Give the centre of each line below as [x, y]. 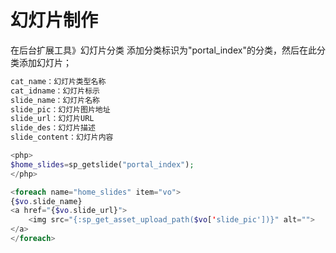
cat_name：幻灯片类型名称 [58, 81]
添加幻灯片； [45, 62]
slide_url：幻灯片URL [52, 119]
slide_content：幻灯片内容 [62, 137]
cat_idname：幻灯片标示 [55, 91]
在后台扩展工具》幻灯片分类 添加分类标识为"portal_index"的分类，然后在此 [163, 50]
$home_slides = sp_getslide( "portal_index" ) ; [102, 164]
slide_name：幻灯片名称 [55, 100]
